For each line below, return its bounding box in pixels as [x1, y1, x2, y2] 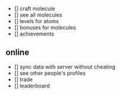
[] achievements [14, 30, 54, 37]
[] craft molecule [14, 5, 55, 12]
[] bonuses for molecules [14, 24, 76, 31]
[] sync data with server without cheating [14, 63, 116, 70]
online [5, 47, 29, 58]
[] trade [14, 75, 33, 83]
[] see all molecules [14, 11, 63, 18]
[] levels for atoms [14, 18, 59, 24]
